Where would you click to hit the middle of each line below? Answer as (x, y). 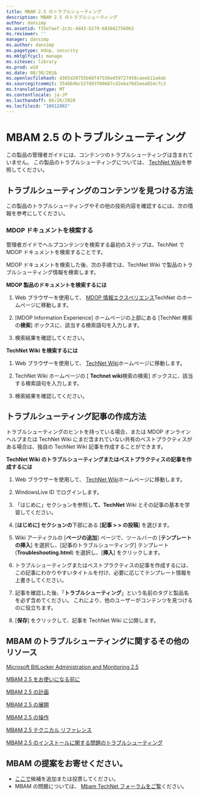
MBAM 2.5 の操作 (28, 717)
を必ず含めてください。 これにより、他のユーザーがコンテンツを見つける (104, 601)
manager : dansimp (28, 39)
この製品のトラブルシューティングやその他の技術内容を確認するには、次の (97, 206)
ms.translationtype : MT (36, 89)
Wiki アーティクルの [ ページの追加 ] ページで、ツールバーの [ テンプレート (103, 538)
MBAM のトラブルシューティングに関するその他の (98, 641)
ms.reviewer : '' (26, 34)
